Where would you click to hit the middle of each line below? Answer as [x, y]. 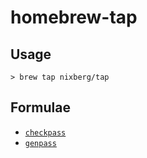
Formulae [40, 107]
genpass [40, 143]
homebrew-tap [74, 17]
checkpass [45, 132]
